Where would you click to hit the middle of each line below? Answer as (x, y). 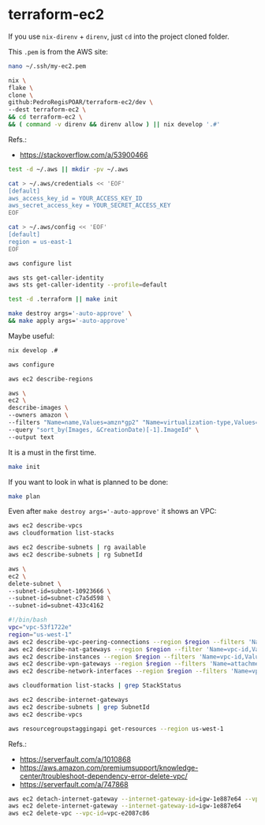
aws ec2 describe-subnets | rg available (77, 547)
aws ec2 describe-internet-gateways (68, 700)
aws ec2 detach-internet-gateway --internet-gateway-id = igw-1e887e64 (125, 799)
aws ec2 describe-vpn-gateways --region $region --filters (107, 664)
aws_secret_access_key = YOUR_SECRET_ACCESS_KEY (90, 206)
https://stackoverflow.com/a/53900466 (84, 155)
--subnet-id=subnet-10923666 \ (60, 591)
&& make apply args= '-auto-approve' (68, 321)
